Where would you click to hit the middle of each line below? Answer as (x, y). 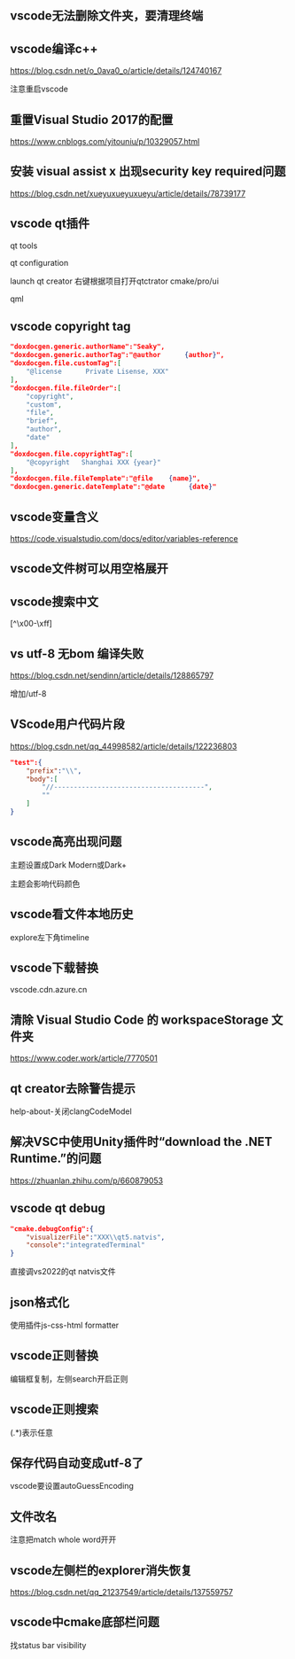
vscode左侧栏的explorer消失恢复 (101, 1570)
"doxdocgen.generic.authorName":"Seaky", (88, 347)
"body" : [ (42, 779)
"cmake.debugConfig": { (52, 1229)
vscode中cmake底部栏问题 (85, 1622)
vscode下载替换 (54, 967)
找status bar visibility (48, 1645)
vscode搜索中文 (54, 601)
